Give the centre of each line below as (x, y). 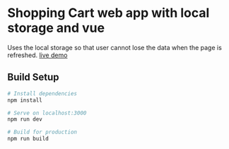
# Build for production (42, 132)
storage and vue (56, 28)
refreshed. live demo (37, 55)
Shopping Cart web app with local (108, 13)
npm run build (28, 139)
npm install (25, 100)
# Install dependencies (42, 93)
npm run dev (25, 119)
